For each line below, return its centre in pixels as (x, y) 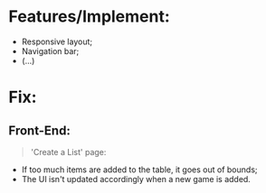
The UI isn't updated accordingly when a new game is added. (136, 179)
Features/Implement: (90, 17)
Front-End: (40, 130)
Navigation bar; (50, 51)
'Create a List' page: (68, 152)
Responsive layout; (57, 41)
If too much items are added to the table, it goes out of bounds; (139, 170)
